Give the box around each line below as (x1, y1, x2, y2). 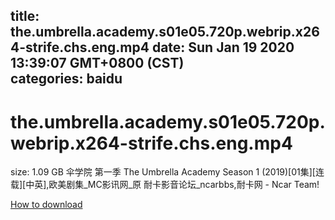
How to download (10, 199, 83, 211)
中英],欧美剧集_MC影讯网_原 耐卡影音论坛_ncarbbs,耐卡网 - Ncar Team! (25, 179, 320, 191)
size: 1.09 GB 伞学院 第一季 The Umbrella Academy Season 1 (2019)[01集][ (10, 166, 316, 178)
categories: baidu (10, 70, 123, 88)
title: (10, 8, 40, 25)
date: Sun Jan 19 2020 (151, 39, 295, 56)
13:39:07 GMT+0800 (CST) (10, 55, 185, 72)
